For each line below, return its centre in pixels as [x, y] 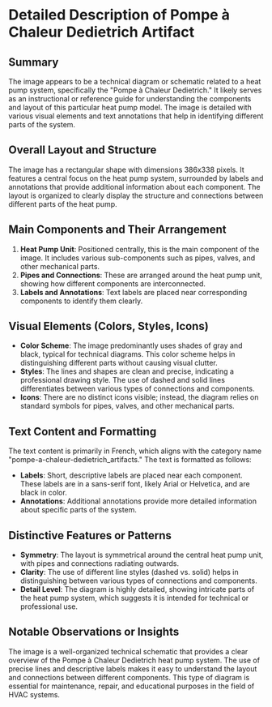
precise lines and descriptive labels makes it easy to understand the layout [133, 668]
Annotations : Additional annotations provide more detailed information [138, 501]
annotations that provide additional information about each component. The [134, 186]
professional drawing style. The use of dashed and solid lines [122, 380]
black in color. [43, 493]
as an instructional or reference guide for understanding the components [130, 99]
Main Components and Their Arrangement [117, 230]
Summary [34, 62]
